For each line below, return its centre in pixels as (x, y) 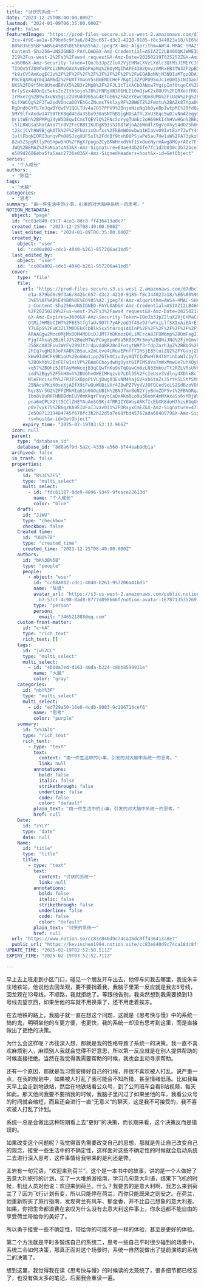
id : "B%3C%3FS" (42, 475)
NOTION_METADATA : (28, 210)
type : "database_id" (43, 441)
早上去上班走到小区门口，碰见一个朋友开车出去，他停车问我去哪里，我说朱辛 (102, 979)
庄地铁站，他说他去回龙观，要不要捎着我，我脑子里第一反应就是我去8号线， (101, 987)
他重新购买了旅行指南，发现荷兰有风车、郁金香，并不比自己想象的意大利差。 (102, 1201)
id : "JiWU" (36, 515)
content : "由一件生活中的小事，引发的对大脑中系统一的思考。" (108, 758)
